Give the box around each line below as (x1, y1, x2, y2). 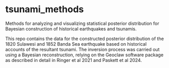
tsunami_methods (5, 4, 84, 15)
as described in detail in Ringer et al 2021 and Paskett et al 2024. (5, 57, 142, 63)
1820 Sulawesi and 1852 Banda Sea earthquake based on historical (5, 41, 147, 47)
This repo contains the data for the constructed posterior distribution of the (5, 36, 164, 42)
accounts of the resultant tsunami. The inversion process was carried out (5, 46, 160, 52)
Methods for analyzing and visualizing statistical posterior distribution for (5, 20, 160, 26)
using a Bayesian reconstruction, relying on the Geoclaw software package (5, 52, 164, 58)
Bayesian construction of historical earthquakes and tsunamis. (5, 25, 137, 31)
